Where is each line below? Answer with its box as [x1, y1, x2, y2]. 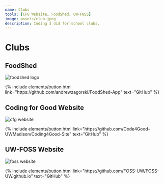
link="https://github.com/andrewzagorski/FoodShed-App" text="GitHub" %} [5, 89, 160, 95]
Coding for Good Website [5, 104, 84, 112]
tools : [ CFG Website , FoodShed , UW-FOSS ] [5, 12, 91, 17]
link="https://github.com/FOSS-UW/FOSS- [72, 168, 160, 174]
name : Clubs [5, 7, 29, 12]
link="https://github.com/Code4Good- [72, 126, 151, 132]
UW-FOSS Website [5, 145, 64, 154]
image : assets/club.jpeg [5, 16, 56, 21]
